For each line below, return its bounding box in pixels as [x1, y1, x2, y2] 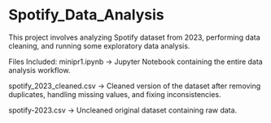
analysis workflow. [8, 65, 71, 74]
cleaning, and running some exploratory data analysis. [8, 40, 190, 50]
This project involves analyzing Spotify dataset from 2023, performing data [8, 32, 260, 42]
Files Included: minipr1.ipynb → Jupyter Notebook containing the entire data [8, 57, 263, 66]
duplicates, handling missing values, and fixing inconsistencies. [8, 89, 221, 99]
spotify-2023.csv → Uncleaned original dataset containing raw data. [8, 105, 238, 115]
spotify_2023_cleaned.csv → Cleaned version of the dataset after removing [8, 81, 261, 91]
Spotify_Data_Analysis [8, 6, 164, 24]
